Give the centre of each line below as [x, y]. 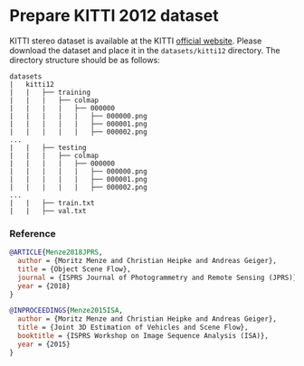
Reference [33, 233]
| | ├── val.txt [48, 211]
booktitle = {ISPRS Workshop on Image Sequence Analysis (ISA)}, [143, 336]
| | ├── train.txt [52, 203]
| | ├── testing [48, 147]
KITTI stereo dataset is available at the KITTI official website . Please [136, 41]
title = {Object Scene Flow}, [74, 269]
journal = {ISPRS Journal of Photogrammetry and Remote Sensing [141, 277]
